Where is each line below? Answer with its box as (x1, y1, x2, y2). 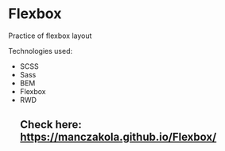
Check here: (19, 118, 82, 131)
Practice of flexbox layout (8, 31, 92, 40)
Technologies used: (8, 46, 73, 55)
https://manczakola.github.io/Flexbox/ (19, 130, 217, 144)
